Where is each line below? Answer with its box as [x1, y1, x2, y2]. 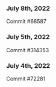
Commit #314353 [6, 46, 49, 53]
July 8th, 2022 [6, 4, 50, 13]
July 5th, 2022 [6, 33, 50, 41]
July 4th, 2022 [6, 61, 51, 70]
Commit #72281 [6, 75, 46, 82]
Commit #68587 [6, 18, 47, 25]
